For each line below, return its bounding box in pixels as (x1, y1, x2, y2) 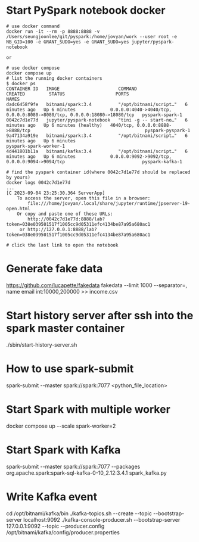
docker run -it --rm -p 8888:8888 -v (6, 28, 100, 35)
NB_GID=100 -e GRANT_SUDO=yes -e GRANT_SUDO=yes (6, 39, 129, 45)
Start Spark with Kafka (6, 443, 121, 456)
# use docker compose (6, 65, 60, 71)
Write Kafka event (6, 490, 97, 503)
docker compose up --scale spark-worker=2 (6, 422, 116, 429)
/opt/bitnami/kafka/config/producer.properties (6, 528, 120, 536)
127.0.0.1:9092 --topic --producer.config (6, 522, 105, 529)
